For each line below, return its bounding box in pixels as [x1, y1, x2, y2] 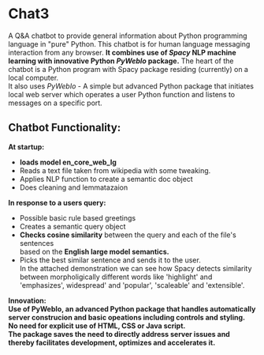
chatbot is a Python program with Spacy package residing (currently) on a [8, 64, 248, 74]
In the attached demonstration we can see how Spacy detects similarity [19, 263, 252, 273]
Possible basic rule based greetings [19, 213, 136, 222]
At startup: [8, 142, 45, 151]
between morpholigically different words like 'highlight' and [19, 272, 213, 281]
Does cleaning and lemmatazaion [19, 183, 128, 192]
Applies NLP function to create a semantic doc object [19, 174, 193, 183]
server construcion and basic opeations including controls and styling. [8, 312, 246, 322]
